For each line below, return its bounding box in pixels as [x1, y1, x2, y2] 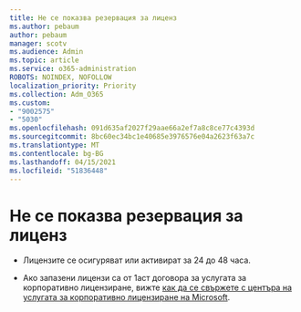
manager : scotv [9, 38, 67, 48]
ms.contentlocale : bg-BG [9, 149, 104, 158]
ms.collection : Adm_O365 [9, 89, 104, 99]
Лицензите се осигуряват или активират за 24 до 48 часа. [22, 255, 251, 265]
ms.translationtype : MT [9, 140, 100, 150]
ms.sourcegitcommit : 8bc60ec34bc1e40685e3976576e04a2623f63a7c [9, 132, 255, 141]
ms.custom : [9, 98, 51, 108]
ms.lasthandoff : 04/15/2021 [9, 157, 117, 167]
